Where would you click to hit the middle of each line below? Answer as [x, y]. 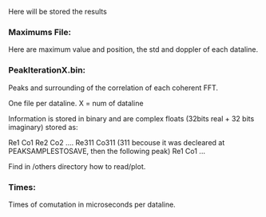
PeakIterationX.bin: [47, 70]
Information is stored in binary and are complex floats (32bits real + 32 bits [131, 118]
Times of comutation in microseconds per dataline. [92, 204]
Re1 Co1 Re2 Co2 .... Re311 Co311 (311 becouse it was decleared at [117, 142]
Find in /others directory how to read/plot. [77, 166]
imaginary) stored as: [43, 127]
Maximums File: [40, 32]
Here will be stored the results [58, 12]
